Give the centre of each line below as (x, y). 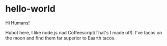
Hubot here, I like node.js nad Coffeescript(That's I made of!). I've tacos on (84, 32)
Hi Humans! (18, 23)
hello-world (31, 9)
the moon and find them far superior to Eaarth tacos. (60, 38)
